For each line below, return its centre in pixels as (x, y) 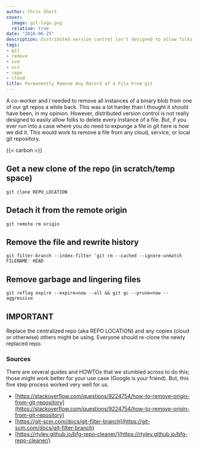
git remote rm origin (33, 224)
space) (19, 179)
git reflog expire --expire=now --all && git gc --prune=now (84, 293)
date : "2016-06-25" (30, 34)
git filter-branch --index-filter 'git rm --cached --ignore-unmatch (94, 256)
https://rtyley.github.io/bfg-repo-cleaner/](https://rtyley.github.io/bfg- (103, 434)
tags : (13, 45)
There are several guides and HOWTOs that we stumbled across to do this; (98, 372)
